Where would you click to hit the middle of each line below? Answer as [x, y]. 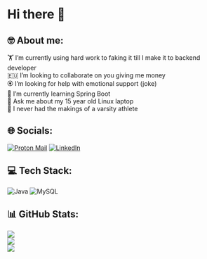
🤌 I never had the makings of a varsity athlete [73, 109]
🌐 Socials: [30, 131]
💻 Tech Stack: [40, 171]
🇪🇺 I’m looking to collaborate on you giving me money [87, 75]
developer [22, 68]
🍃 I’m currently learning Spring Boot [59, 94]
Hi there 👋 [36, 14]
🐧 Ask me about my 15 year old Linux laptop [71, 101]
